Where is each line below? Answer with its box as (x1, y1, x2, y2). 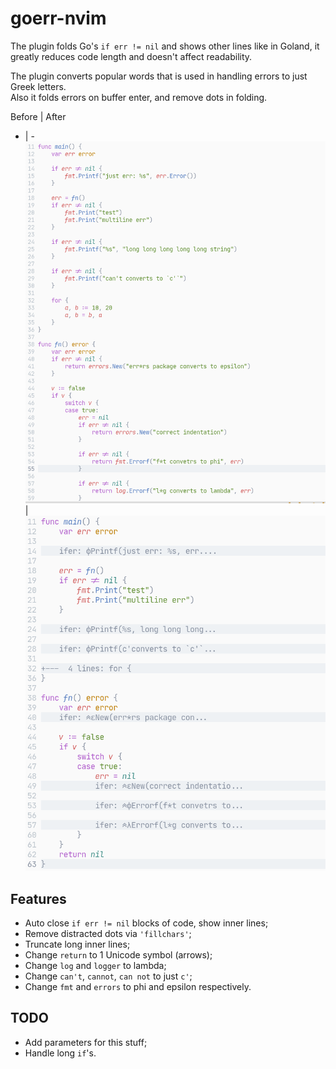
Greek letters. (10, 80, 67, 92)
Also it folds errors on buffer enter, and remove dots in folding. (10, 91, 268, 103)
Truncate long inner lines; (24, 938, 131, 951)
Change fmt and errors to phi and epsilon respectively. (24, 981, 252, 993)
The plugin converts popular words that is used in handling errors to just (10, 70, 308, 82)
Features (10, 890, 67, 907)
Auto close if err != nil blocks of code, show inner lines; (24, 917, 269, 929)
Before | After (10, 110, 67, 122)
